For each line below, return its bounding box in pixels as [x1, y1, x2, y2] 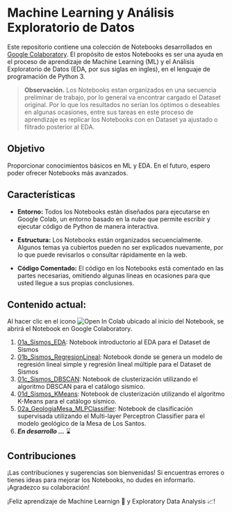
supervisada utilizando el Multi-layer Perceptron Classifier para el [17, 412, 205, 420]
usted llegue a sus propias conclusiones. [17, 278, 134, 287]
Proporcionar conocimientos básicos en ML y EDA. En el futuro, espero [7, 161, 210, 170]
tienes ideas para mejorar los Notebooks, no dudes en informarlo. [7, 476, 196, 484]
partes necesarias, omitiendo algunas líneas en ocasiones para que [17, 271, 210, 280]
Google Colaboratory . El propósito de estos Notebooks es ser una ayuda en [7, 50, 224, 58]
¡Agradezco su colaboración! [7, 483, 90, 492]
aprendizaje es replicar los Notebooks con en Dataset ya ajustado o [24, 115, 218, 123]
